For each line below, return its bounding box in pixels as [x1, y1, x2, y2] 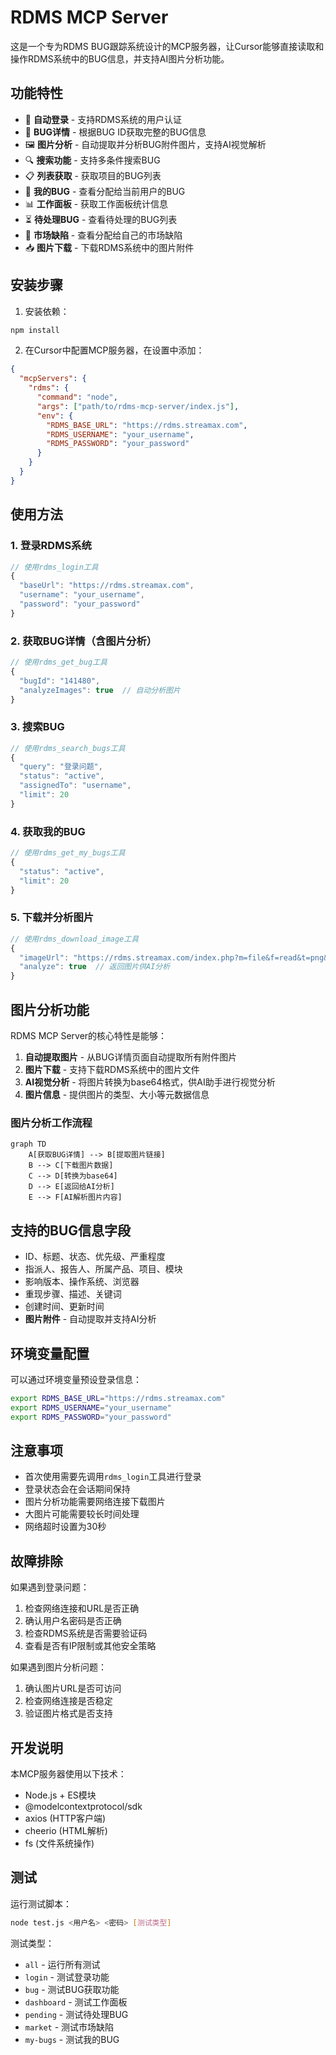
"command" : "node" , [36, 392, 118, 403]
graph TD [10, 1139, 47, 1150]
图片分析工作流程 [10, 1116, 93, 1130]
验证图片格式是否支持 [24, 1707, 113, 1720]
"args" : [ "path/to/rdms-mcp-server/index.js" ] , [36, 401, 240, 411]
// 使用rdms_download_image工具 [10, 934, 140, 944]
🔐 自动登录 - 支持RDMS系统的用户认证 [24, 113, 182, 125]
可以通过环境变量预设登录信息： [10, 1373, 142, 1385]
